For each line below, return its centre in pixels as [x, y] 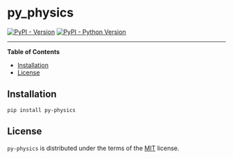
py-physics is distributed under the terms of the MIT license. [93, 148]
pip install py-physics [42, 110]
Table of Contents [34, 52]
